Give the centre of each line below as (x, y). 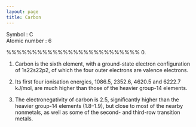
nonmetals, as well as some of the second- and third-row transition (97, 112)
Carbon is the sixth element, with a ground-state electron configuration (102, 64)
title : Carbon (24, 17)
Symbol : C (20, 34)
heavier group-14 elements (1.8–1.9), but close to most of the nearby (99, 106)
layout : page (22, 12)
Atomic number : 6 (29, 41)
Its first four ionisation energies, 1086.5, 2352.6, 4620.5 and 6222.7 (98, 82)
